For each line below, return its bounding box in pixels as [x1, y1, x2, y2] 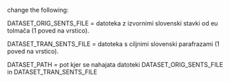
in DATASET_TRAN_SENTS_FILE [7, 68, 98, 76]
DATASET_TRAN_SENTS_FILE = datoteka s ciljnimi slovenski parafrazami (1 [7, 40, 220, 48]
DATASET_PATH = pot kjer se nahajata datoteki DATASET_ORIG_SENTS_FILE [7, 61, 223, 68]
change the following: [7, 6, 69, 14]
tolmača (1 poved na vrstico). [7, 27, 90, 34]
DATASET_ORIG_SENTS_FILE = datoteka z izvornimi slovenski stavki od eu [7, 19, 218, 27]
